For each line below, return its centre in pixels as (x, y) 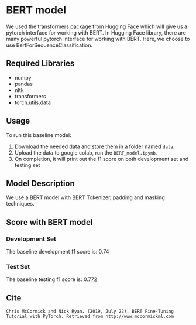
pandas (24, 84)
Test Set (18, 266)
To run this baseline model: (39, 135)
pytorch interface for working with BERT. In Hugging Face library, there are (96, 32)
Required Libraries (40, 64)
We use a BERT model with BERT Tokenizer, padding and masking (85, 197)
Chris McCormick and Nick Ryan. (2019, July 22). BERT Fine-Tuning (90, 312)
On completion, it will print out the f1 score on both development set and (102, 159)
